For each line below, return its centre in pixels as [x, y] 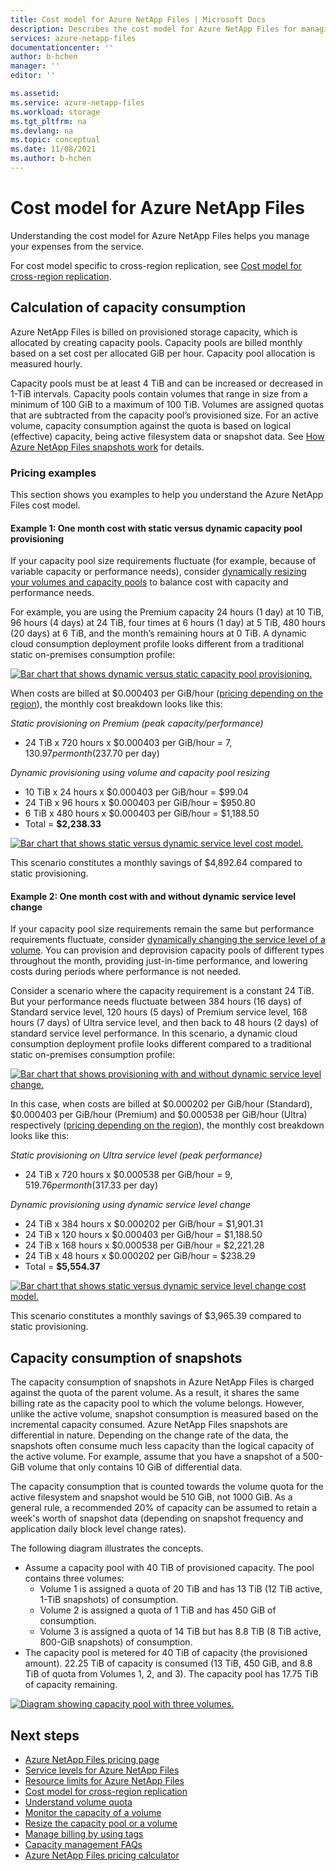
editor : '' [33, 76]
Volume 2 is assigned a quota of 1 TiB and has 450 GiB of [158, 1610]
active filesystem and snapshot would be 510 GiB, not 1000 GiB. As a [151, 1497]
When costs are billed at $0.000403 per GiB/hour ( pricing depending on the [166, 693]
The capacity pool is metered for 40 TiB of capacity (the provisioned [166, 1653]
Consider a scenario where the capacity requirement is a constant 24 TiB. [162, 991]
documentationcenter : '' [62, 47]
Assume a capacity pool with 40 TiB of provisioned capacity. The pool [169, 1568]
